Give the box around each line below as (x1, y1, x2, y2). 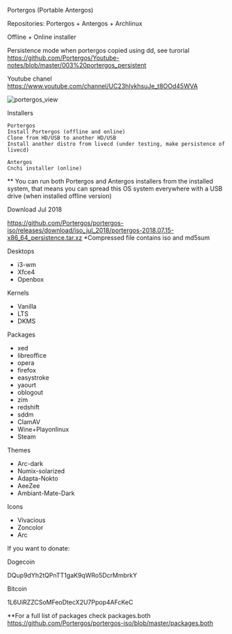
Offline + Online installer (7, 33, 76, 41)
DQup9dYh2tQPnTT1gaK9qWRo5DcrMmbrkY (7, 571, 138, 579)
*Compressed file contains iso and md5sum (83, 234, 210, 242)
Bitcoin (7, 585, 28, 593)
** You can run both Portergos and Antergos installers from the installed (7, 177, 213, 185)
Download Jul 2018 (7, 205, 63, 213)
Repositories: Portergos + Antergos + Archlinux (7, 19, 142, 27)
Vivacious (17, 516, 46, 524)
